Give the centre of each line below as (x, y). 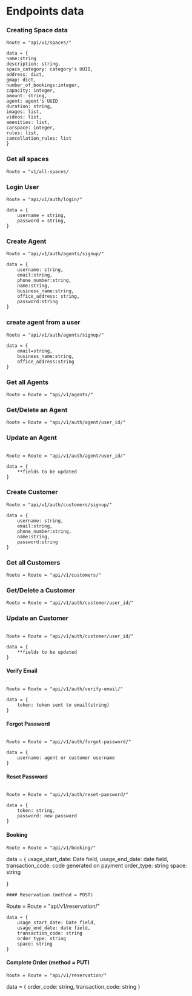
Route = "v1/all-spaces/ (38, 171)
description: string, (34, 64)
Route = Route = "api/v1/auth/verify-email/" (65, 689)
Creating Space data (37, 30)
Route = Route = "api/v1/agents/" (50, 394)
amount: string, (27, 96)
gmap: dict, (21, 80)
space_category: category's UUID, (50, 69)
